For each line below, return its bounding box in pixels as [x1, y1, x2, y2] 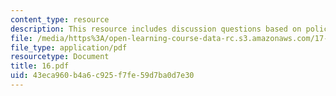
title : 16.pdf [10, 61, 70, 71]
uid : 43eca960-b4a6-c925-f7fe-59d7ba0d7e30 [10, 71, 195, 81]
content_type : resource [10, 14, 110, 25]
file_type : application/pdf [10, 42, 128, 53]
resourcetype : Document [10, 52, 110, 62]
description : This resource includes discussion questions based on [10, 24, 302, 34]
